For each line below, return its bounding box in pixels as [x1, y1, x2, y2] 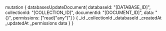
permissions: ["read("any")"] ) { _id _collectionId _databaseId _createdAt [13, 15, 162, 20]
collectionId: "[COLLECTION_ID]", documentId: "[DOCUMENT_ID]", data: [5, 9, 154, 15]
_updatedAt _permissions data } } [5, 20, 74, 26]
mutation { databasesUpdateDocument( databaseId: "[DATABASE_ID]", [5, 4, 151, 10]
